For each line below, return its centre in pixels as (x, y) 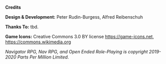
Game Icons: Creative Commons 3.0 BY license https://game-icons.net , (80, 37)
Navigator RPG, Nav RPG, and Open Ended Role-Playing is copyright (77, 52)
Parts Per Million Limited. (43, 57)
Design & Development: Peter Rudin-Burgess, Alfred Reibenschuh (74, 17)
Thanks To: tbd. (22, 27)
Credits (13, 7)
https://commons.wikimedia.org (38, 42)
